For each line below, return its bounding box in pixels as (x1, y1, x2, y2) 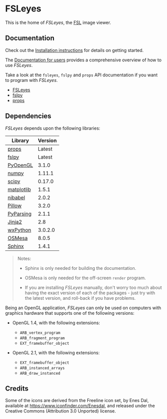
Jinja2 (7, 218, 22, 225)
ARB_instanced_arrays (19, 365, 65, 371)
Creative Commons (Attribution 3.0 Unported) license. (5, 408, 116, 414)
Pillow (7, 202, 22, 209)
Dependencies (5, 112, 51, 120)
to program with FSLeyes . (5, 77, 58, 83)
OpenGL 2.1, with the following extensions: (12, 350, 100, 356)
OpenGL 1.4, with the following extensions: (12, 320, 100, 326)
